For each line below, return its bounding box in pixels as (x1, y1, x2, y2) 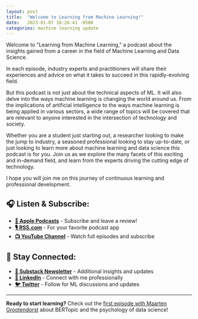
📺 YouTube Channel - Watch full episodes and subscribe (14, 233, 155, 240)
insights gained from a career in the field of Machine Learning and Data (6, 48, 180, 55)
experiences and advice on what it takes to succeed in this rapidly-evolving (6, 71, 190, 78)
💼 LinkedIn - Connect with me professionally (14, 274, 123, 281)
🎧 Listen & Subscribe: (6, 199, 90, 209)
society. (6, 120, 25, 127)
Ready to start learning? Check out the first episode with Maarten (6, 300, 167, 307)
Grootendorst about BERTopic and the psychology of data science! (6, 306, 169, 313)
